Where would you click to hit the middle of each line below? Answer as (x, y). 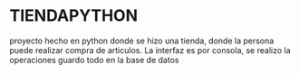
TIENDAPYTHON (74, 16)
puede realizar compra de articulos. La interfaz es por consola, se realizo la (150, 50)
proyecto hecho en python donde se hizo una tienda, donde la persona (142, 41)
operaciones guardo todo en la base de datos (94, 60)
